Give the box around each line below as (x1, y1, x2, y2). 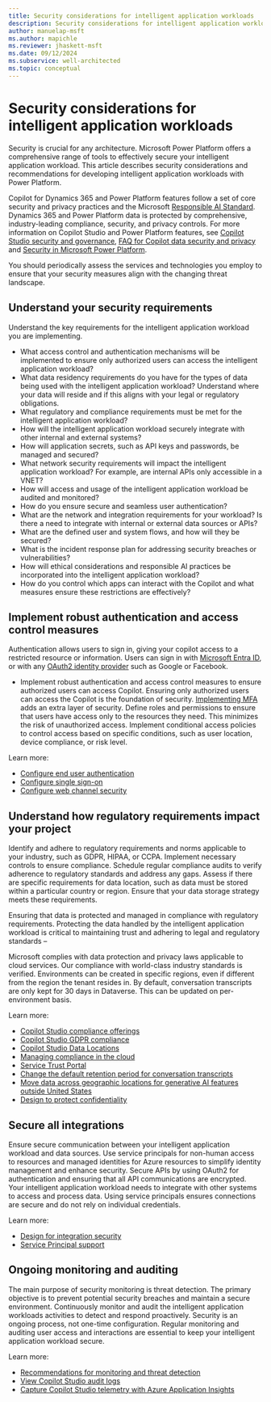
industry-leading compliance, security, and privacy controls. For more (8, 219, 240, 229)
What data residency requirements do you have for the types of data (19, 373, 248, 382)
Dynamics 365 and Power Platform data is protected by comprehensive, (8, 210, 248, 220)
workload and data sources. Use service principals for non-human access (8, 1148, 255, 1158)
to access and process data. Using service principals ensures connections (8, 1191, 256, 1201)
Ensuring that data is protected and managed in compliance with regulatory (8, 911, 259, 920)
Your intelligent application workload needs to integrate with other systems (8, 1182, 257, 1192)
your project (8, 822, 72, 836)
